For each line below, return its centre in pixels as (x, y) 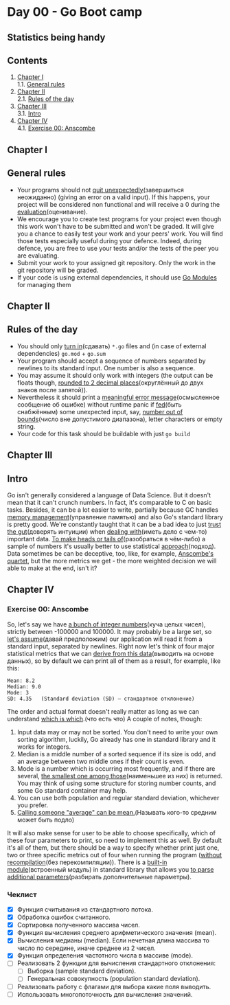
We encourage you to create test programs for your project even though (119, 219)
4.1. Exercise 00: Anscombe (56, 128)
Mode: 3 (18, 692)
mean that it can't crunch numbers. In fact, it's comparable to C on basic (110, 503)
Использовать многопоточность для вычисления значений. (105, 994)
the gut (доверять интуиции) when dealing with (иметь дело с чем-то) (107, 532)
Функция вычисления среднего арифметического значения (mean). (117, 933)
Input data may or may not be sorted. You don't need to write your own (117, 732)
